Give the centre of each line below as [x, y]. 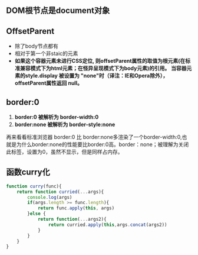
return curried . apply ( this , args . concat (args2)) [108, 225]
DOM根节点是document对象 [58, 11]
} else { [37, 214]
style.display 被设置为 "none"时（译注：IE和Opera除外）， [96, 76]
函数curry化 [28, 172]
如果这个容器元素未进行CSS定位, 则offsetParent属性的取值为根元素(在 [100, 61]
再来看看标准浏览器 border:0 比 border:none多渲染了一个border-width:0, [94, 137]
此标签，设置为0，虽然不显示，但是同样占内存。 [65, 152]
